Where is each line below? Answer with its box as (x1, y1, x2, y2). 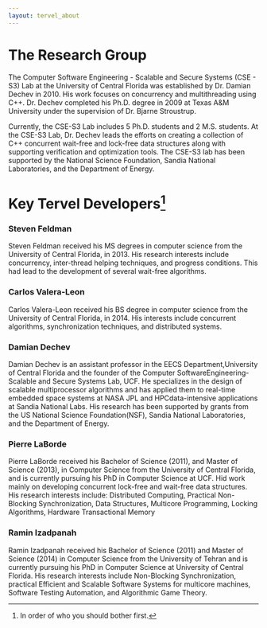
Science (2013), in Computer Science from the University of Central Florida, (8, 465, 256, 474)
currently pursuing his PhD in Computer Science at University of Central (8, 562, 244, 571)
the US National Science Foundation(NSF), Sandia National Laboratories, (8, 410, 246, 419)
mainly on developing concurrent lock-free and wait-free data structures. (8, 482, 248, 492)
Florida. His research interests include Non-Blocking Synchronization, (8, 571, 237, 580)
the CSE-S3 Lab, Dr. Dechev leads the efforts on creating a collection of (8, 130, 244, 139)
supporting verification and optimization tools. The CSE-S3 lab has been (8, 146, 245, 156)
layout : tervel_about (8, 11, 80, 20)
